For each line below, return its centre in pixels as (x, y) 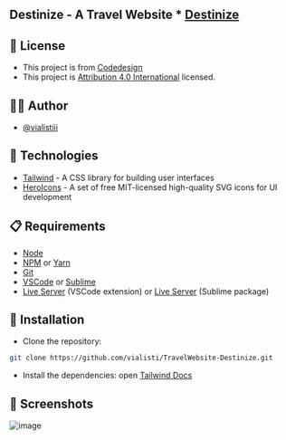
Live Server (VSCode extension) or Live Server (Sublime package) (146, 291)
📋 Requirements (57, 227)
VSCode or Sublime (59, 282)
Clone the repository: (62, 341)
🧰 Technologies (54, 156)
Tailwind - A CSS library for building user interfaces (118, 177)
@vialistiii (40, 128)
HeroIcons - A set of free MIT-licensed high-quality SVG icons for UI (150, 187)
